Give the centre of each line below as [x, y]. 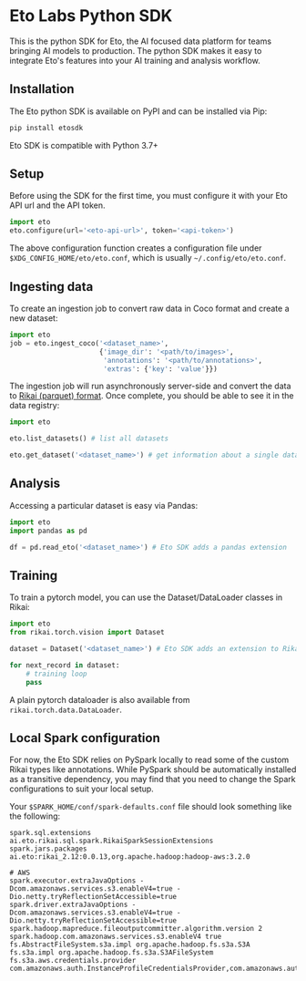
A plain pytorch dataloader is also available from [100, 699]
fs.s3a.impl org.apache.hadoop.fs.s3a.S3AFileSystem [112, 953]
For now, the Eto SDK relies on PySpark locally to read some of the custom [149, 760]
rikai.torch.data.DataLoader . [66, 709]
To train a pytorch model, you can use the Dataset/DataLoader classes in [146, 597]
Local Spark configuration [85, 738]
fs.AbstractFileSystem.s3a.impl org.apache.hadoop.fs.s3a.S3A [130, 945]
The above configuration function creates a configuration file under [136, 248]
